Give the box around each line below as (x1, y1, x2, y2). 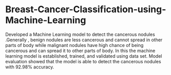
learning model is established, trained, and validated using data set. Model (5, 53, 162, 59)
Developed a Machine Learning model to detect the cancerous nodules (5, 31, 155, 37)
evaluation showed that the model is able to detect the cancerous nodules (5, 58, 161, 64)
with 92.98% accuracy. (5, 64, 55, 70)
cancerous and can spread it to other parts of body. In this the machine (5, 47, 156, 54)
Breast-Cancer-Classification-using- (5, 4, 166, 15)
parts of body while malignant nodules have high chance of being (5, 42, 144, 48)
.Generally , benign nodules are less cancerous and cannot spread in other (5, 37, 163, 43)
